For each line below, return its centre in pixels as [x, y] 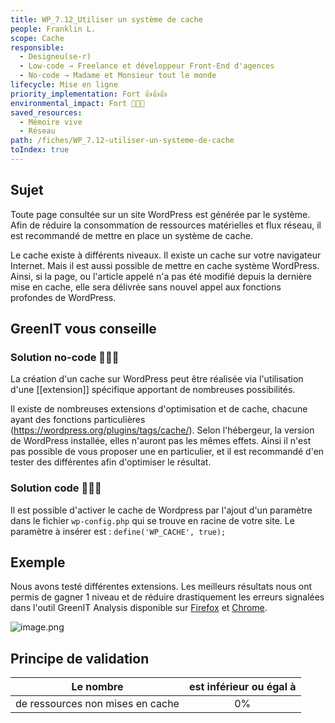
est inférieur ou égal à [242, 687]
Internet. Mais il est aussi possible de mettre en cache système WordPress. [165, 265]
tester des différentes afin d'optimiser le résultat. [111, 462]
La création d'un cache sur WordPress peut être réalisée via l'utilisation [157, 379]
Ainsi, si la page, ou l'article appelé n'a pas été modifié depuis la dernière [161, 276]
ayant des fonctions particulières [78, 420]
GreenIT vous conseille [83, 329]
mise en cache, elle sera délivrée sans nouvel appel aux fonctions [146, 287]
